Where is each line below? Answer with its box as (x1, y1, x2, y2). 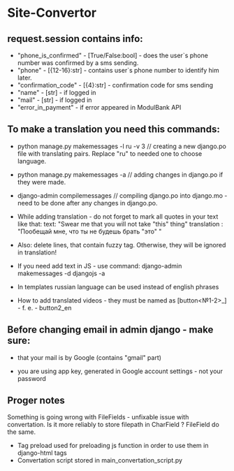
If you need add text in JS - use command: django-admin (17, 261, 182, 270)
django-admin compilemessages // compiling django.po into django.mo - (17, 191, 228, 200)
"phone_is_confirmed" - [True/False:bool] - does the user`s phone (17, 51, 208, 59)
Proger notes (7, 395, 65, 407)
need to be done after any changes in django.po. (17, 198, 158, 207)
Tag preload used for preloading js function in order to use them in (17, 442, 209, 450)
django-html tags (17, 449, 68, 457)
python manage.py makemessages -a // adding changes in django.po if (17, 170, 224, 179)
